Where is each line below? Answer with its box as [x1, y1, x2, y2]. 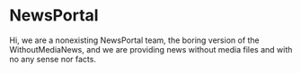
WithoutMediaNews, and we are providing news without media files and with [9, 44, 293, 54]
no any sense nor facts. [9, 53, 97, 64]
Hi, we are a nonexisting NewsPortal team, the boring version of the [9, 35, 261, 45]
